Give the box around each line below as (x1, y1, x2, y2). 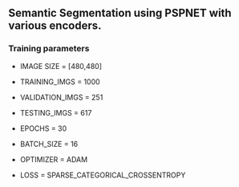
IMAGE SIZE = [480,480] (19, 61, 103, 71)
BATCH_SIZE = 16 (19, 139, 79, 148)
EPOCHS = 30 (19, 124, 67, 133)
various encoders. (8, 19, 102, 33)
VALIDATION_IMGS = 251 (19, 92, 103, 102)
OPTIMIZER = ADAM (19, 154, 88, 164)
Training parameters (8, 43, 90, 55)
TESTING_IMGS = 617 (19, 108, 92, 117)
